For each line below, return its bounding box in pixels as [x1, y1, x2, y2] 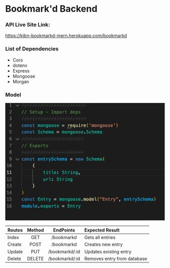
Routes [7, 227, 23, 233]
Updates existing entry [84, 248, 132, 254]
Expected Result [84, 227, 120, 233]
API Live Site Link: [5, 21, 51, 28]
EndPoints [53, 227, 75, 233]
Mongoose [12, 73, 35, 79]
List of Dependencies [5, 45, 59, 52]
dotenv [12, 62, 28, 69]
